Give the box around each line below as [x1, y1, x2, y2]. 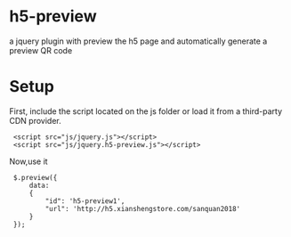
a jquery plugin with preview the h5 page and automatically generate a [9, 36, 268, 46]
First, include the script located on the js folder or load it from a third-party [9, 105, 283, 117]
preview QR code [9, 45, 73, 55]
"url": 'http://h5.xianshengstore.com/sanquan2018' [44, 204, 241, 213]
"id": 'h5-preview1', [44, 196, 125, 206]
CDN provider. [9, 115, 61, 126]
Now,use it [9, 156, 48, 167]
